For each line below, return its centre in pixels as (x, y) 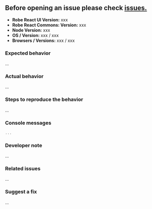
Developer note (24, 145)
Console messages (28, 123)
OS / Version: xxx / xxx (35, 35)
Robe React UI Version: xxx (40, 19)
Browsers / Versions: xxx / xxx (43, 40)
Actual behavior (24, 76)
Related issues (23, 169)
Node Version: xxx (31, 30)
